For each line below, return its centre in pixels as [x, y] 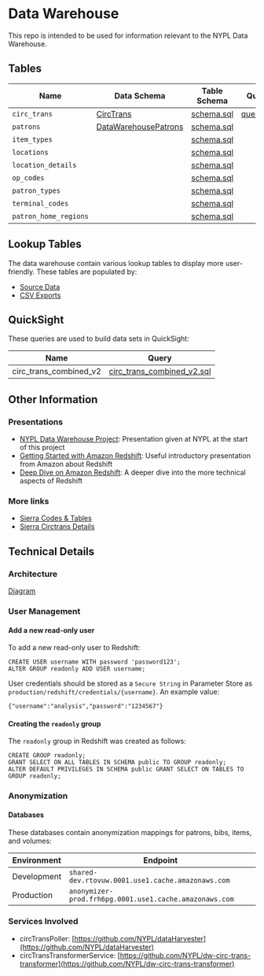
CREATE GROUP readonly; [47, 756]
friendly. [22, 272]
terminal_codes [40, 203]
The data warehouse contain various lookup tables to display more [116, 263]
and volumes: [30, 841]
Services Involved [43, 922]
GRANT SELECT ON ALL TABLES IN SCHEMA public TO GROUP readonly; [117, 763]
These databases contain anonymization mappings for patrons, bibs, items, [130, 832]
